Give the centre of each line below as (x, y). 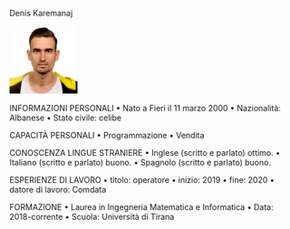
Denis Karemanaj (41, 13)
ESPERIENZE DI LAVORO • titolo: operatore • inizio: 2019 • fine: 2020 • (142, 180)
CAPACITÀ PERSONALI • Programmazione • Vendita (107, 135)
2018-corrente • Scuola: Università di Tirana (92, 217)
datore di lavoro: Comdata (58, 190)
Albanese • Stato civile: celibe (66, 118)
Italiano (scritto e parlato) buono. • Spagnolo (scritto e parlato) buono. (140, 162)
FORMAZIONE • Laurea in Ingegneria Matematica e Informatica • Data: (141, 207)
